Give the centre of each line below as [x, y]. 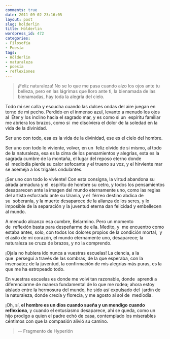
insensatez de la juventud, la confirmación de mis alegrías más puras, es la [83, 264]
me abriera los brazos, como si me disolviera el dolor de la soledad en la [81, 123]
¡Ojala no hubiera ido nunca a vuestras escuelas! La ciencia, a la [72, 253]
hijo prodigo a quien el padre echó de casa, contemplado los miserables [81, 316]
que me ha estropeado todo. [35, 269]
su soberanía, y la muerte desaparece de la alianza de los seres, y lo [77, 201]
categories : [18, 39]
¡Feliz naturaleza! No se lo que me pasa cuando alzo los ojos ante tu [89, 86]
